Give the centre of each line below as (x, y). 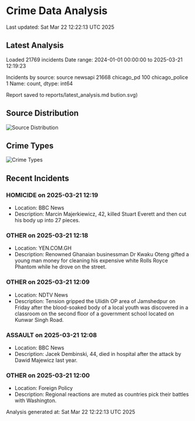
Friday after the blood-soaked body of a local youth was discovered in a (101, 307)
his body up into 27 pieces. (47, 220)
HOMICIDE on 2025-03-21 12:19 (52, 195)
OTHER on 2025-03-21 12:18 (47, 235)
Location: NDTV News (41, 295)
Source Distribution (42, 113)
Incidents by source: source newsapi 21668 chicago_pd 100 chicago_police (97, 77)
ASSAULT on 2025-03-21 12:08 (52, 335)
